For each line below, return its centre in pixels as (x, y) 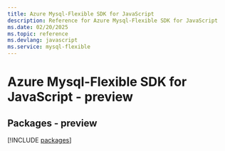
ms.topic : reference (38, 34)
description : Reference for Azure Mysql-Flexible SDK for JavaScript (113, 21)
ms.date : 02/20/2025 (38, 27)
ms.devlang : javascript (43, 40)
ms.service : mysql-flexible (49, 47)
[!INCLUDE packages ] (40, 140)
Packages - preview (52, 123)
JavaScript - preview (70, 97)
